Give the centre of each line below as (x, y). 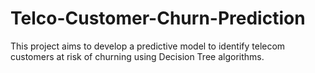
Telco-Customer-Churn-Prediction (158, 18)
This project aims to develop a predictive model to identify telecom (148, 46)
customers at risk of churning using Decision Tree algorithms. (137, 56)
